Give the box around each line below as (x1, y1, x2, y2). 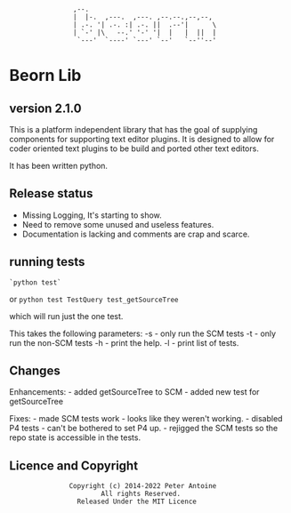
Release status (9, 186, 93, 201)
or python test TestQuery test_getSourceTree (9, 293, 179, 304)
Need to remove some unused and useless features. (21, 219, 214, 229)
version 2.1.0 (9, 100, 82, 116)
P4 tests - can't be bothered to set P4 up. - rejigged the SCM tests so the (9, 423, 279, 434)
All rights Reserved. (101, 490, 181, 499)
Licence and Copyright (9, 458, 139, 473)
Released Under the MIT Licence (77, 497, 198, 507)
